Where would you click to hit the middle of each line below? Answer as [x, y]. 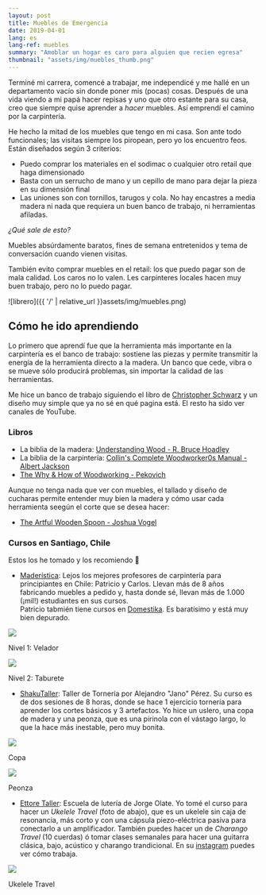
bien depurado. [44, 618]
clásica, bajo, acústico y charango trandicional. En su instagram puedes [137, 846]
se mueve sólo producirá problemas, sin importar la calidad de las [116, 371]
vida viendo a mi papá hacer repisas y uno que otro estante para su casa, [128, 99]
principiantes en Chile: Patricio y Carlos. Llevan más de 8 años [122, 584]
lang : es [23, 38]
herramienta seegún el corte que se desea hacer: [89, 507]
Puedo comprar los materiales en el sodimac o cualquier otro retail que [135, 164]
